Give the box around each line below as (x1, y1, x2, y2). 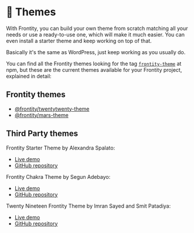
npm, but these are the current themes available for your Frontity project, (6, 66, 182, 73)
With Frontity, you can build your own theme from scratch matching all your (6, 25, 188, 32)
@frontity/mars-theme (14, 111, 69, 118)
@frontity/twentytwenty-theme (14, 105, 90, 112)
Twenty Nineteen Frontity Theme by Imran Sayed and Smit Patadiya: (6, 202, 171, 209)
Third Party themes (6, 129, 79, 139)
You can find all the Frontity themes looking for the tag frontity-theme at (6, 60, 182, 67)
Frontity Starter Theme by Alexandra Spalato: (6, 144, 115, 151)
